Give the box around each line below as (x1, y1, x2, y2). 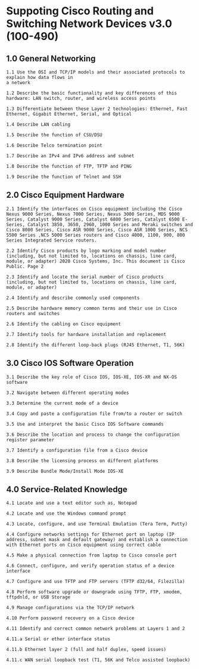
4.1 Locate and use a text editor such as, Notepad (6, 500, 137, 506)
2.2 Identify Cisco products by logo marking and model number (6, 248, 167, 253)
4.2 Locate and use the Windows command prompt (6, 511, 127, 517)
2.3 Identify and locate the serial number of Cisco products (6, 274, 164, 280)
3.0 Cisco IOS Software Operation (6, 358, 134, 368)
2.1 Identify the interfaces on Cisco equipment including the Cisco (6, 206, 183, 212)
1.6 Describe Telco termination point (6, 142, 102, 148)
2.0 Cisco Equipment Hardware (6, 190, 125, 200)
